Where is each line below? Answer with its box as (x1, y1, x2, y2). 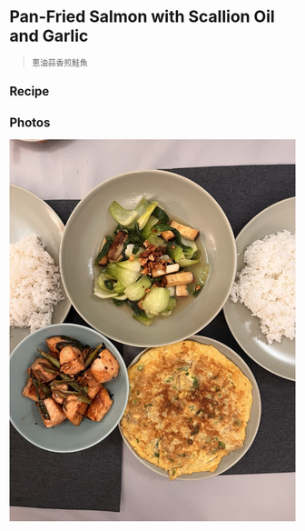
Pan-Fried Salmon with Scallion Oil (9, 6, 275, 27)
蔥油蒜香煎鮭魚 (31, 56, 88, 67)
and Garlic (9, 25, 89, 46)
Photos (9, 115, 51, 130)
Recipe (9, 84, 50, 99)
